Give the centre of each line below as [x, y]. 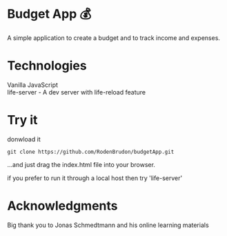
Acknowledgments [63, 206]
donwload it [24, 139]
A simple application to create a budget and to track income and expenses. [114, 38]
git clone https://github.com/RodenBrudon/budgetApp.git [91, 152]
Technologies [47, 66]
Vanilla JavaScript [33, 85]
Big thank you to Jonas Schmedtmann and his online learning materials [108, 225]
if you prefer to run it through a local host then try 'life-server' [95, 178]
